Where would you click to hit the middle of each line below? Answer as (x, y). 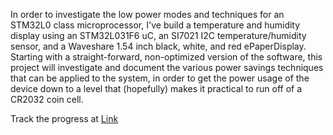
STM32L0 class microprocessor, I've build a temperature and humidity (155, 25)
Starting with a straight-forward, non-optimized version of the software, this (166, 57)
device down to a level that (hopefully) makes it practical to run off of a (156, 88)
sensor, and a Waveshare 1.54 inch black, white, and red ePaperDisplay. (158, 46)
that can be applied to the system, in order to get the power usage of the (160, 78)
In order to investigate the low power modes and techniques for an (147, 14)
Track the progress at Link (64, 118)
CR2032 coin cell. (47, 99)
